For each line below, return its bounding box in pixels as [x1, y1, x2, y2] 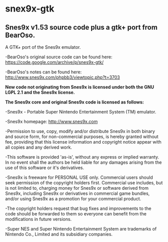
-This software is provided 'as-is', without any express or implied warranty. [5, 154, 159, 160]
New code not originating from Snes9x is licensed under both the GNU [5, 84, 154, 90]
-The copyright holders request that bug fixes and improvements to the [5, 205, 151, 211]
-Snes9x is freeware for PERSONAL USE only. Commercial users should [5, 174, 153, 180]
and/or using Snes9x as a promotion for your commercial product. [5, 196, 141, 201]
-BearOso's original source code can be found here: [5, 54, 112, 60]
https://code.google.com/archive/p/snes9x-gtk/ [5, 59, 104, 65]
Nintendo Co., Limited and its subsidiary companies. [5, 231, 113, 237]
